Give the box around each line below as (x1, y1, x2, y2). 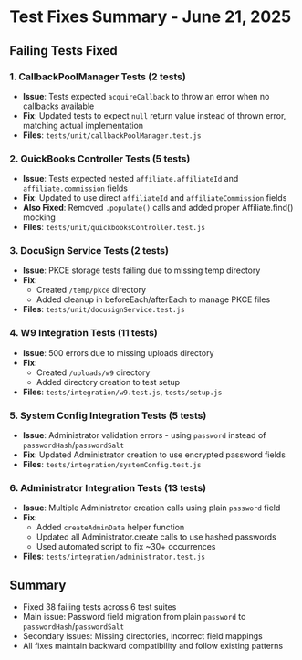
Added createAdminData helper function (36, 522, 185, 533)
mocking (22, 212, 57, 223)
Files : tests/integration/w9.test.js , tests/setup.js (22, 386, 223, 397)
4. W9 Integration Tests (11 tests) (9, 327, 158, 340)
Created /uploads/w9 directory (36, 367, 151, 378)
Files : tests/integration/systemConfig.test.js (22, 459, 202, 470)
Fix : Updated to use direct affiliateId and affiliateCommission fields (22, 193, 287, 204)
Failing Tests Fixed (9, 43, 118, 58)
